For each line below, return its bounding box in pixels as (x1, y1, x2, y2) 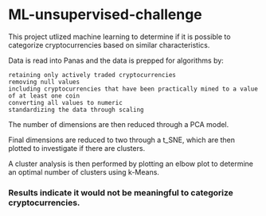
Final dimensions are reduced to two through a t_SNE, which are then (8, 135, 236, 145)
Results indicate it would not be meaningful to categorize (8, 187, 233, 198)
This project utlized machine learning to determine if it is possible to (8, 32, 231, 41)
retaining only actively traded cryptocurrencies (8, 71, 177, 79)
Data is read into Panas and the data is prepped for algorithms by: (8, 56, 225, 65)
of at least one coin (8, 91, 80, 100)
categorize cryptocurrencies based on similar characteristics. (8, 40, 210, 49)
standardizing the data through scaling (8, 106, 145, 114)
